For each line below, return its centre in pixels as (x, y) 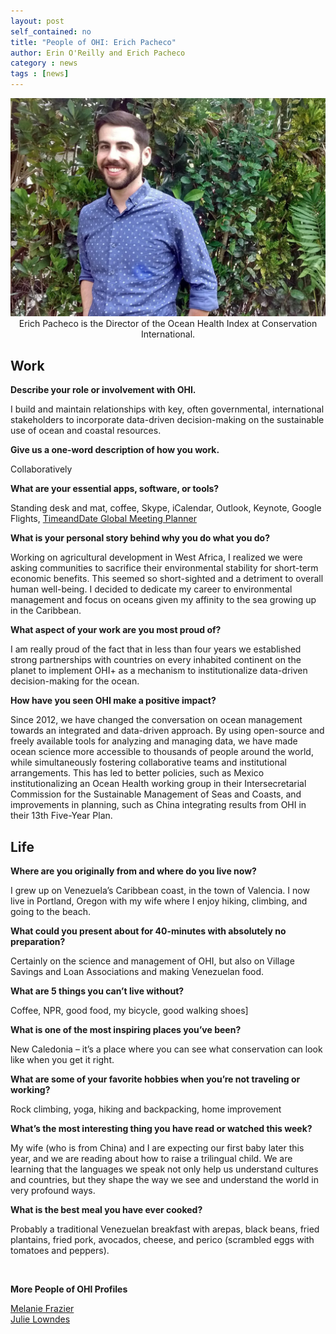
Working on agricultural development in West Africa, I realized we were (156, 557)
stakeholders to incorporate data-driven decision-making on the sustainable (167, 420)
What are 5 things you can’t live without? (97, 991)
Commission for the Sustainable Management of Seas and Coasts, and (156, 794)
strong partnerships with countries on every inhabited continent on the (156, 660)
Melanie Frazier (42, 1309)
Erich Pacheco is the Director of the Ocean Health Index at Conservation (168, 324)
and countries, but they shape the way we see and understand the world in (164, 1180)
